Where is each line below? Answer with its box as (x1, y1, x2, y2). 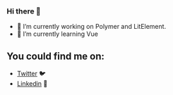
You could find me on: (6, 50, 105, 62)
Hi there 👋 (6, 6, 42, 16)
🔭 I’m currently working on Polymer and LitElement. (16, 23, 167, 31)
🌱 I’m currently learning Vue (16, 30, 98, 38)
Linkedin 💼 (16, 80, 48, 88)
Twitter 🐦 (16, 70, 47, 78)
